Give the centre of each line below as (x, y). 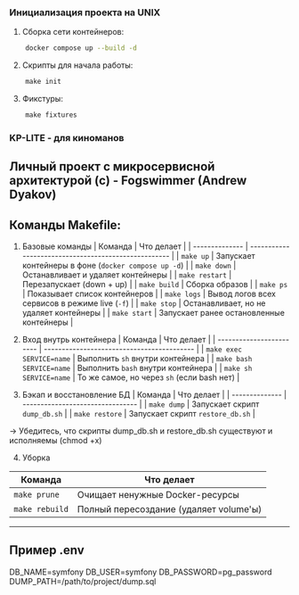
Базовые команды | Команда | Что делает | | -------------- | (135, 246)
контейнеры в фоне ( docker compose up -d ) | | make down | (129, 266)
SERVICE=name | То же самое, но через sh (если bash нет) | (131, 377)
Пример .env (47, 550)
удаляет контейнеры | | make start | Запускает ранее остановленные (153, 313)
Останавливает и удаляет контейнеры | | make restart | (127, 275)
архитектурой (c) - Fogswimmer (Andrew (128, 181)
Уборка (36, 458)
